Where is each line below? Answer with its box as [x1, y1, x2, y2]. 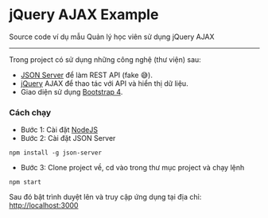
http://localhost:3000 [9, 200, 79, 210]
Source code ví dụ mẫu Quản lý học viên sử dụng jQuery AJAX [9, 32, 215, 41]
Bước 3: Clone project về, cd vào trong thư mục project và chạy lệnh [20, 163, 245, 173]
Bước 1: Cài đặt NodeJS [20, 125, 99, 134]
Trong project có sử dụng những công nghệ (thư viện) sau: [9, 54, 201, 64]
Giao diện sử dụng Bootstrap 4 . [20, 87, 123, 96]
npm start [9, 178, 42, 186]
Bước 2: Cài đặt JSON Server [20, 134, 116, 143]
